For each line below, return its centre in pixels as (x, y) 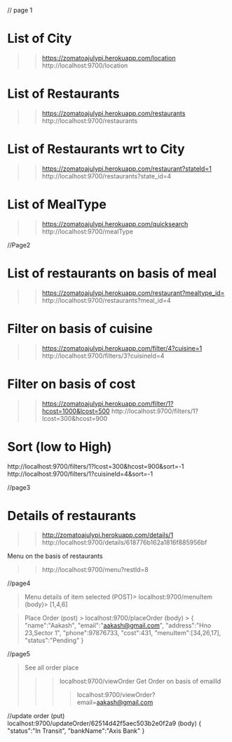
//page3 (19, 487)
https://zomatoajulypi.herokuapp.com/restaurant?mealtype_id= (133, 293)
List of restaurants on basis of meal (112, 273)
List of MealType (57, 204)
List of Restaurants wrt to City (96, 149)
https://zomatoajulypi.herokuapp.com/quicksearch (115, 223)
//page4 (19, 583)
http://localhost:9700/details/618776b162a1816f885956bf (124, 542)
